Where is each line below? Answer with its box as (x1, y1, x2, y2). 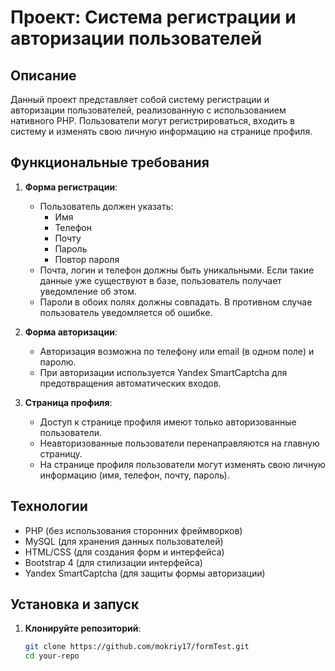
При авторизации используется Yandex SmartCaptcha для (39, 366, 288, 378)
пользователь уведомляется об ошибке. (39, 306, 213, 318)
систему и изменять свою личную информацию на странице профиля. (10, 126, 313, 137)
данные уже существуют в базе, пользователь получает (39, 274, 282, 286)
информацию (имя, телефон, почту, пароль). (39, 469, 230, 481)
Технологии (10, 498, 88, 515)
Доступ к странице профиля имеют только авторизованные (39, 416, 297, 428)
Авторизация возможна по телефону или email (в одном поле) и (39, 345, 315, 357)
